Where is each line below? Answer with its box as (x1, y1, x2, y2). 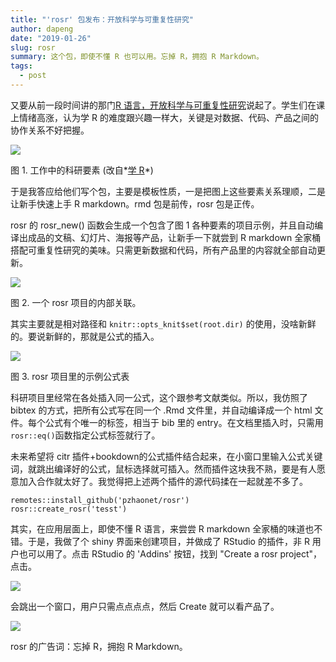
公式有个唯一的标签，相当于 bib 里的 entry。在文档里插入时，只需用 (44, 416, 324, 428)
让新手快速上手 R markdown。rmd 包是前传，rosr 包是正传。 (10, 197, 260, 210)
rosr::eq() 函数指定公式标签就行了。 (10, 429, 161, 441)
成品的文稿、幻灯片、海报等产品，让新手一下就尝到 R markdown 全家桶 (27, 231, 322, 243)
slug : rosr (10, 42, 56, 53)
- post (19, 71, 47, 81)
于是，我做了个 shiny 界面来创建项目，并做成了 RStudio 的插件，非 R (27, 535, 310, 547)
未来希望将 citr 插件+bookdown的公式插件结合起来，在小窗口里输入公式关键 (10, 450, 323, 462)
